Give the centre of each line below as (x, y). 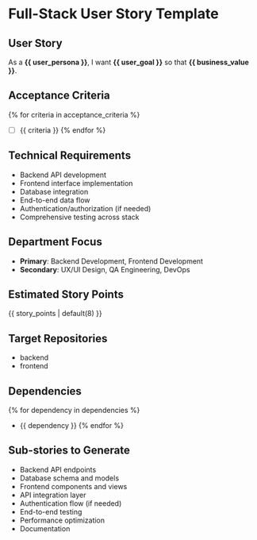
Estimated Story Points (66, 294)
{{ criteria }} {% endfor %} (63, 130)
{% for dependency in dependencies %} (74, 410)
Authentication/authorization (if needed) (85, 208)
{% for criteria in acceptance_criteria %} (74, 114)
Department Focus (56, 242)
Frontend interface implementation (76, 183)
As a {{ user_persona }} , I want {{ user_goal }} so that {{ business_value (129, 62)
